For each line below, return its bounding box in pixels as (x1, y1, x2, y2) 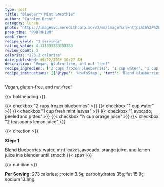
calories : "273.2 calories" (5, 52, 62, 58)
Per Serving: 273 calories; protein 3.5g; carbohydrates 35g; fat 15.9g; (5, 171, 145, 177)
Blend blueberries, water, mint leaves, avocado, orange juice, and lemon (5, 147, 150, 153)
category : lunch (5, 21, 38, 26)
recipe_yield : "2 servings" (5, 39, 62, 44)
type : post (5, 7, 27, 12)
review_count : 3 (5, 48, 38, 53)
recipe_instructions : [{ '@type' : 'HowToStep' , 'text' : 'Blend (5, 71, 134, 76)
